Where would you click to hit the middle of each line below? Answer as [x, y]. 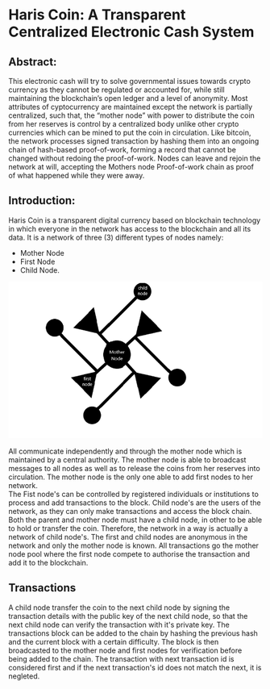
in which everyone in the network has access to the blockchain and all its [130, 228]
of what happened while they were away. [77, 175]
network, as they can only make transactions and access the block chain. [130, 511]
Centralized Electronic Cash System [131, 32]
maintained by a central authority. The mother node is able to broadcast [127, 459]
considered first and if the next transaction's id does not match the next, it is [135, 667]
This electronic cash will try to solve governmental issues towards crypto [130, 81]
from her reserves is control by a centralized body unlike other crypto [124, 124]
